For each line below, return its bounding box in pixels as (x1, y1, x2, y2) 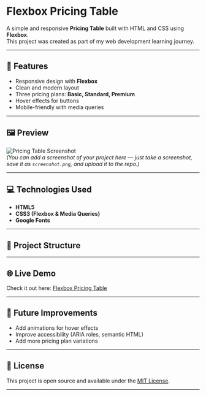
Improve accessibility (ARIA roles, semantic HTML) (15, 330, 144, 338)
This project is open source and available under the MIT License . (6, 377, 170, 384)
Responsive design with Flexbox (15, 77, 98, 85)
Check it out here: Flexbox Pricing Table (6, 284, 107, 292)
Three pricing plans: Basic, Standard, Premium (15, 90, 135, 97)
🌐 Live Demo (6, 268, 56, 278)
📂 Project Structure (6, 240, 81, 251)
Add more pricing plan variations (15, 337, 98, 345)
